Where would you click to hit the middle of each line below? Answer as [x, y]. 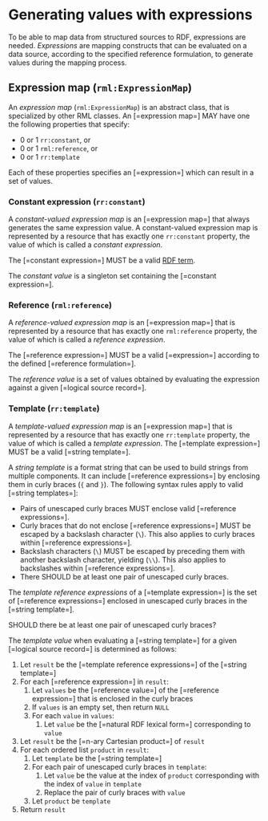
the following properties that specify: [69, 124]
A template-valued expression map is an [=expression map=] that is [120, 426]
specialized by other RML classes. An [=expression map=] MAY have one [129, 116]
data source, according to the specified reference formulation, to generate [131, 54]
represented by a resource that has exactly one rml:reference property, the [133, 331]
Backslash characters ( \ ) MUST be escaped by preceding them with [132, 551]
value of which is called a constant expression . [86, 245]
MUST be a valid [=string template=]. [70, 452]
